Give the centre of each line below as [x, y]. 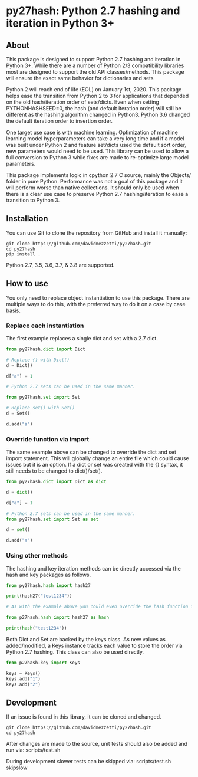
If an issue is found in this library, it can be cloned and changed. [84, 717]
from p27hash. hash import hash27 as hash [58, 618]
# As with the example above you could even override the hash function [97, 607]
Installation [27, 219]
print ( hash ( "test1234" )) [37, 628]
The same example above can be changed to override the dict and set [91, 452]
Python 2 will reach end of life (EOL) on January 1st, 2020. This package [94, 89]
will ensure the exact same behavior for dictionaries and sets [80, 78]
